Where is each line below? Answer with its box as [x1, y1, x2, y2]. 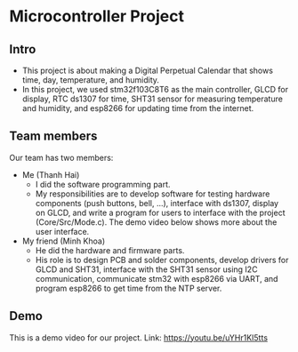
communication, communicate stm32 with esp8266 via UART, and [35, 273, 278, 284]
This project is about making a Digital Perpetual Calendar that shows [21, 65, 274, 76]
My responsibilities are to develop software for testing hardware [35, 188, 270, 199]
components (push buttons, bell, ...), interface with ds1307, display [35, 197, 278, 208]
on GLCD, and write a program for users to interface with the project [35, 207, 286, 218]
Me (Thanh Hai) [21, 169, 80, 180]
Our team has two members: [9, 152, 114, 163]
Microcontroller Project [9, 6, 185, 27]
